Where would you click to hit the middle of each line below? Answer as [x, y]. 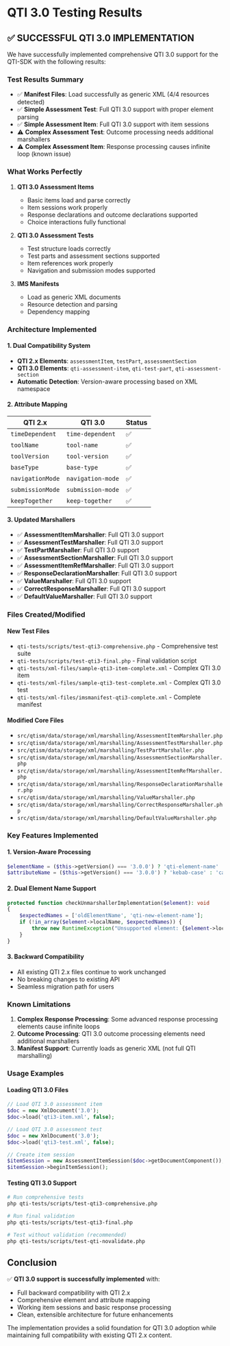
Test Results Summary [46, 79]
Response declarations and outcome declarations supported [113, 215]
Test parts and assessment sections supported [93, 256]
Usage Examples [36, 1074]
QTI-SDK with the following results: [56, 62]
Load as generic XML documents [74, 297]
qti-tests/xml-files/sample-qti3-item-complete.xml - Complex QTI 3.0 [119, 668]
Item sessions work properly [67, 207]
